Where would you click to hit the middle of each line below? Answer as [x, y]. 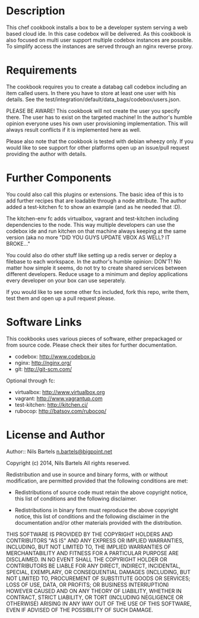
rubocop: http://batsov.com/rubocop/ [61, 411]
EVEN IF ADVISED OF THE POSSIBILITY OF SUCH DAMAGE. [80, 610]
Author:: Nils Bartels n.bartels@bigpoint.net [59, 451]
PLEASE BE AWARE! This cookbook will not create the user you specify [93, 110]
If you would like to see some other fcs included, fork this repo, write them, [98, 291]
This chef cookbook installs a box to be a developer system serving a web [97, 27]
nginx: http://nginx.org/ [43, 363]
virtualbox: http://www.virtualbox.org [60, 392]
